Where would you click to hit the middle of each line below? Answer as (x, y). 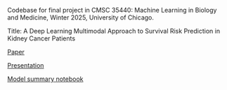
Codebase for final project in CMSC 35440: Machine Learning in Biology (112, 10)
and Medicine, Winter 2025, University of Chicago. (81, 17)
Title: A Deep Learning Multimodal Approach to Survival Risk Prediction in (113, 31)
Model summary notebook (45, 79)
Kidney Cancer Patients (41, 38)
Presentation (26, 65)
